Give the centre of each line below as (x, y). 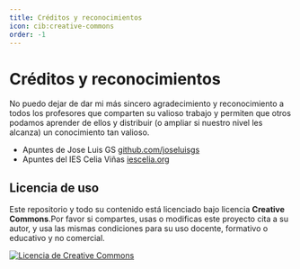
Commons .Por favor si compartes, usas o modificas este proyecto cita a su (149, 219)
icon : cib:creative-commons (62, 26)
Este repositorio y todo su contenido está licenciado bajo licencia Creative (147, 210)
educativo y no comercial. (57, 238)
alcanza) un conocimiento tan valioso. (79, 132)
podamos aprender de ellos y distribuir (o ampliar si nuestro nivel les (136, 123)
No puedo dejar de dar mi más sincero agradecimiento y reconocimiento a (147, 103)
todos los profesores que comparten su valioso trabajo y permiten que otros (150, 113)
